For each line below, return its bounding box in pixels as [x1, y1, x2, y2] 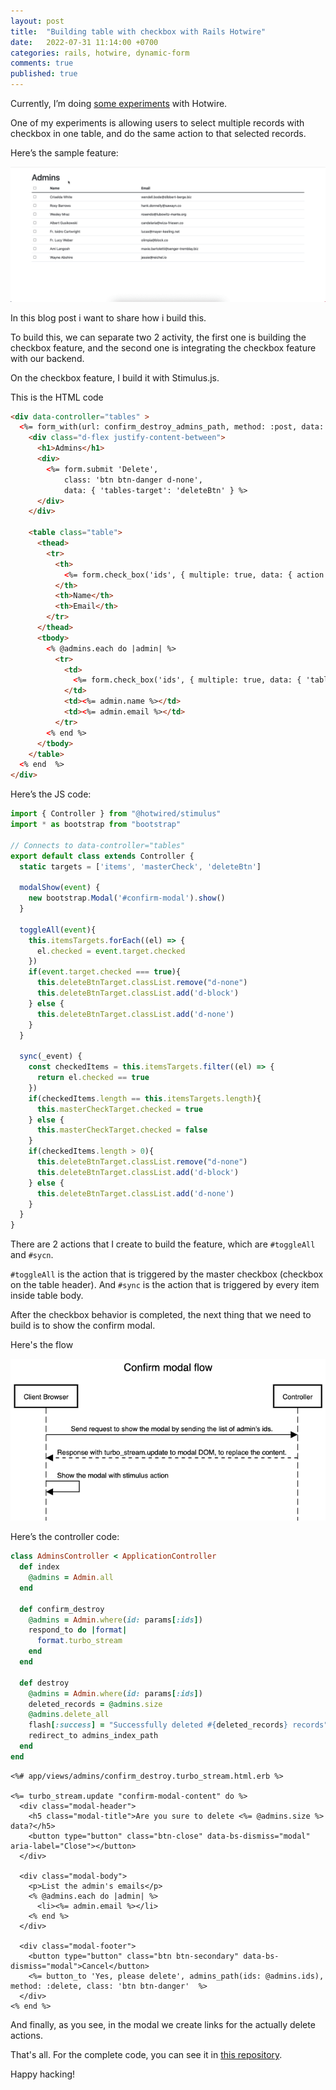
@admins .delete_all [28, 1710, 110, 1720]
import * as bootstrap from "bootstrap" [10, 820, 182, 830]
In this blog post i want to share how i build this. [10, 311, 207, 324]
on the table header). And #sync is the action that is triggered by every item [10, 1279, 320, 1291]
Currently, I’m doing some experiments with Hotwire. [10, 98, 228, 109]
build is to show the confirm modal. [10, 1320, 156, 1332]
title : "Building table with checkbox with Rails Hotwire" [10, 26, 267, 37]
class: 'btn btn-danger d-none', [63, 475, 203, 485]
